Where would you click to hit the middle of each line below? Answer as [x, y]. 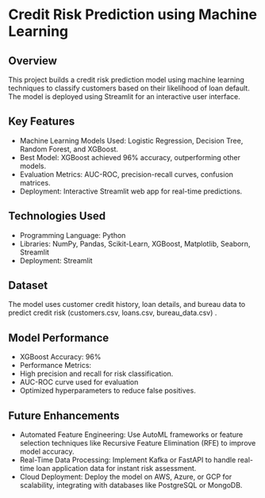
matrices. [35, 182]
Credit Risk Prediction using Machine [133, 15]
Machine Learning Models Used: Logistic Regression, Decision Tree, [131, 140]
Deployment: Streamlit [56, 260]
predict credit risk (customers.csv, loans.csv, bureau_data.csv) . [113, 313]
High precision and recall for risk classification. [96, 373]
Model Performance [59, 337]
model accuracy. [47, 452]
